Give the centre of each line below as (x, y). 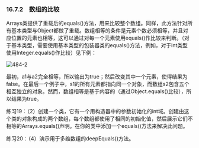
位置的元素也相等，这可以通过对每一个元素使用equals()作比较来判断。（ (98, 38)
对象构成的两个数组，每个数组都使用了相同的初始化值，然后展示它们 (105, 119)
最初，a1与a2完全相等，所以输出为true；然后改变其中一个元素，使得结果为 (97, 77)
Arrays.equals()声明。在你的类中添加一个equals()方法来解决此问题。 (105, 126)
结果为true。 (27, 99)
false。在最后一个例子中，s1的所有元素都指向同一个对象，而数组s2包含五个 (98, 84)
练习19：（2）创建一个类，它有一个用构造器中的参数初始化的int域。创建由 (95, 111)
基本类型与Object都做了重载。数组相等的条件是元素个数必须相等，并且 (97, 31)
